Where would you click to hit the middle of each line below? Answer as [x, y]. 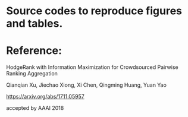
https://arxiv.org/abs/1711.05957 [45, 97]
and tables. [35, 23]
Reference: [34, 51]
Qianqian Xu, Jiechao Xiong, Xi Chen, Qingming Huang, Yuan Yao [86, 85]
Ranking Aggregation [32, 74]
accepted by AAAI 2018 [35, 108]
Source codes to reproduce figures [94, 11]
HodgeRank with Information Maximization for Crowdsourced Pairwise [92, 67]
